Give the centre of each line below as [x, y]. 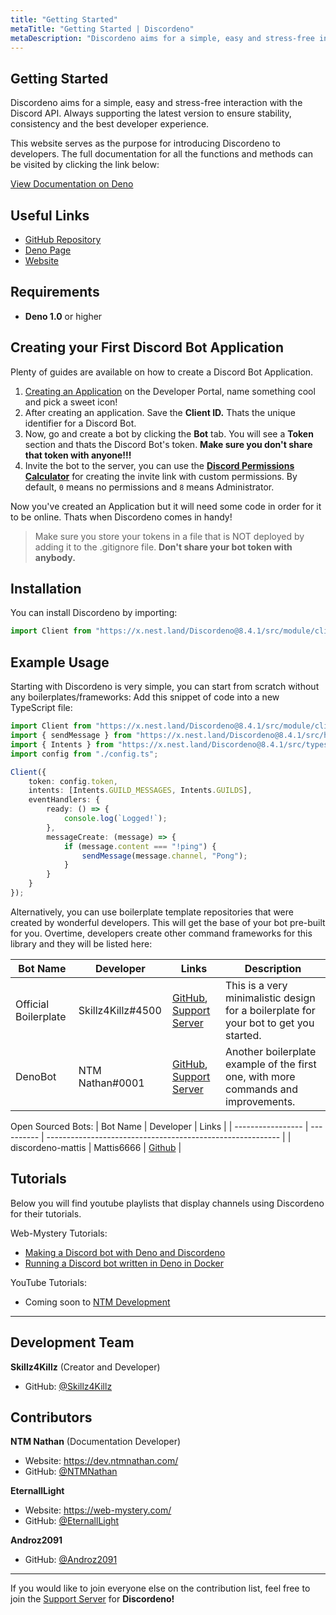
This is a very [256, 985]
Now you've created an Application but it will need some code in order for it [166, 506]
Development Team [72, 1342]
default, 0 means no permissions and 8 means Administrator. [149, 487]
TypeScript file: [41, 708]
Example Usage [60, 662]
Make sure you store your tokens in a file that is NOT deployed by [169, 536]
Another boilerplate [271, 1051]
